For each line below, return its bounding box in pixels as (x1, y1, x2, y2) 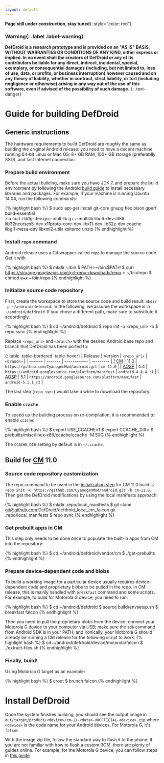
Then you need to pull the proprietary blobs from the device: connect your (5, 619, 155, 625)
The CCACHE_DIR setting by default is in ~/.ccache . (5, 441, 104, 447)
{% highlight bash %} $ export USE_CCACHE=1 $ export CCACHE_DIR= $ (5, 427, 154, 433)
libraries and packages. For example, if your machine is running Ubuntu (5, 190, 149, 197)
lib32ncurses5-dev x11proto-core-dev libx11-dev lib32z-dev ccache (5, 221, 142, 227)
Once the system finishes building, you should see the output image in (5, 711, 147, 717)
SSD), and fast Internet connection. (5, 156, 76, 162)
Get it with (5, 255, 26, 261)
